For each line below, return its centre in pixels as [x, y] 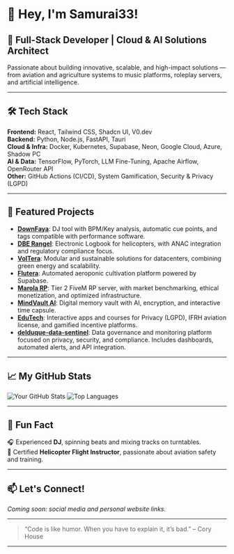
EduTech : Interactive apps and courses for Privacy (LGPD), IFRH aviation [122, 317]
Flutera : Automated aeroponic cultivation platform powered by [107, 273]
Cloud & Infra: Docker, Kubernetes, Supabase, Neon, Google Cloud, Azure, [115, 146]
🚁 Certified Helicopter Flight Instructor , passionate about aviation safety [112, 452]
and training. [25, 459]
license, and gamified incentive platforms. [77, 325]
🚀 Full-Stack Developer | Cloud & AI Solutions [107, 40]
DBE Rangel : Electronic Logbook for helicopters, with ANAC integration [119, 244]
